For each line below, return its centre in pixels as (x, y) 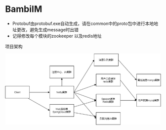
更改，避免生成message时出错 (48, 30)
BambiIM (24, 9)
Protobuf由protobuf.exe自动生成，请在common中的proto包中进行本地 (83, 23)
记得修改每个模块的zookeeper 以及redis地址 (57, 36)
